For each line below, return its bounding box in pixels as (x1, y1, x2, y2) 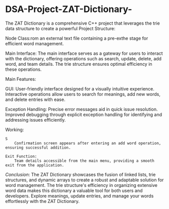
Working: (5, 127, 24, 133)
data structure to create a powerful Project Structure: (5, 25, 116, 31)
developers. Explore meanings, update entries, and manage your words (5, 192, 154, 199)
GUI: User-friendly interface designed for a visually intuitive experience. (5, 85, 155, 91)
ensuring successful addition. (5, 145, 71, 150)
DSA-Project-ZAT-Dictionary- (5, 4, 132, 15)
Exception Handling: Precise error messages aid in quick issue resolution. (5, 106, 158, 112)
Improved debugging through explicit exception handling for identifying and (5, 112, 162, 118)
